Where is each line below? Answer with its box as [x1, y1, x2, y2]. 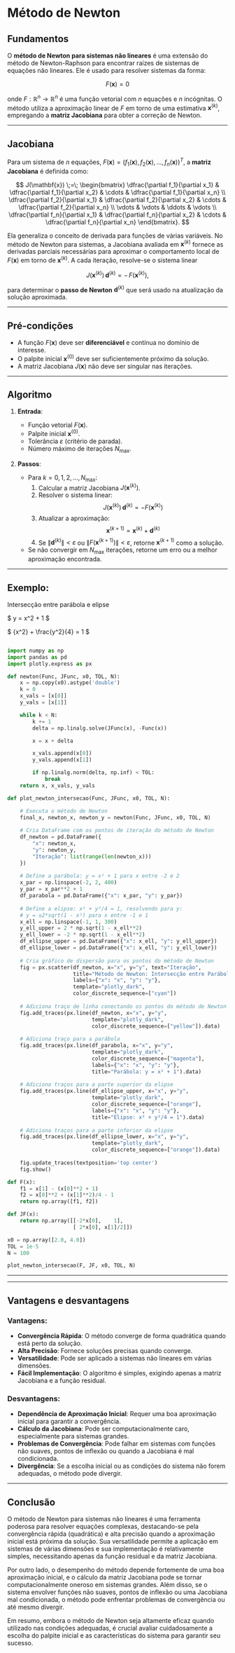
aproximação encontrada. [27, 555, 102, 564]
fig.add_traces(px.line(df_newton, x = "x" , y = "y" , [20, 1009, 168, 1016]
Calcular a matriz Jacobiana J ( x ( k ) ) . [38, 482, 141, 492]
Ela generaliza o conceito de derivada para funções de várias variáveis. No [7, 231, 223, 240]
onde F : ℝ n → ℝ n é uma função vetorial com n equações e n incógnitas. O [7, 93, 222, 103]
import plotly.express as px [7, 660, 92, 667]
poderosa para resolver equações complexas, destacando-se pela [7, 1523, 199, 1531]
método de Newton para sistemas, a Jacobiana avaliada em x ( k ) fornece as [7, 238, 224, 248]
